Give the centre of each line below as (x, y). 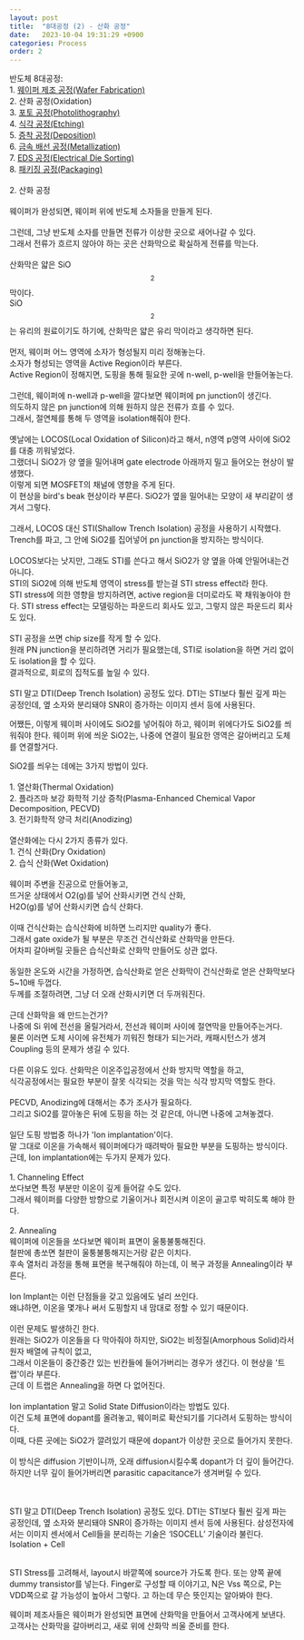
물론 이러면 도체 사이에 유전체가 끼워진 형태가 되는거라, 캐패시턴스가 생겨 (137, 1038)
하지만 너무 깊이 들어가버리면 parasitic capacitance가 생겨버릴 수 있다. (135, 1473)
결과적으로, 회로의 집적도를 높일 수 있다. (79, 673)
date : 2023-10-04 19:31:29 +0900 (77, 34)
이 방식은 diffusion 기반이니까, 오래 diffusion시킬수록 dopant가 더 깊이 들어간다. (152, 1461)
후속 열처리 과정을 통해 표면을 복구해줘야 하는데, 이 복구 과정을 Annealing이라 (147, 1264)
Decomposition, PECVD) (55, 809)
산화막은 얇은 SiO (40, 265)
